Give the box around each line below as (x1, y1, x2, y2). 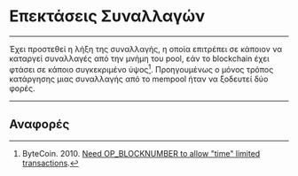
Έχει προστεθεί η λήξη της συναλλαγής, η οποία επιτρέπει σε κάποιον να (9, 43, 283, 54)
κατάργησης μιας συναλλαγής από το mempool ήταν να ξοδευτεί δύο (9, 73, 269, 84)
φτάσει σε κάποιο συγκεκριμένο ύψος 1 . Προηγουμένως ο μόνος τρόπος (9, 62, 274, 74)
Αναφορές (9, 117, 70, 132)
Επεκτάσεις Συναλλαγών (9, 6, 206, 27)
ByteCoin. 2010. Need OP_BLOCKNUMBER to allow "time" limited (21, 149, 261, 159)
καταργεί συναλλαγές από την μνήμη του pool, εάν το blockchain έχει (9, 53, 270, 64)
